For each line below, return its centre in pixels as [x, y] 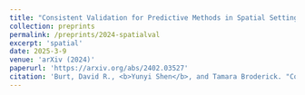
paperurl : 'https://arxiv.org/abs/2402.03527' [99, 69]
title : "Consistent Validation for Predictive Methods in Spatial [138, 18]
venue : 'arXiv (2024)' [52, 60]
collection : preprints [52, 26]
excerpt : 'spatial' [46, 43]
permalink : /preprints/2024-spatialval [85, 34]
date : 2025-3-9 [38, 52]
